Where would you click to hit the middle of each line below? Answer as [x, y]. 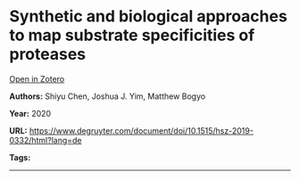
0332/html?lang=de [46, 140]
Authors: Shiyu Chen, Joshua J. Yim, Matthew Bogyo [108, 96]
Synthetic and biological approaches [148, 16]
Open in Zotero [37, 78]
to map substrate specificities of [132, 35]
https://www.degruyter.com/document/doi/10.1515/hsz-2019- [142, 130]
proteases [48, 54]
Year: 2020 [30, 113]
